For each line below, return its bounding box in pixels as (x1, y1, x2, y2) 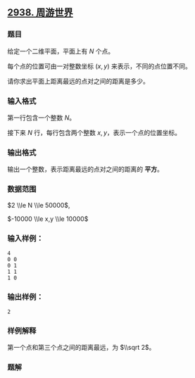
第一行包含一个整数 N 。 (7, 113, 76, 122)
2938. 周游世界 (7, 6, 73, 19)
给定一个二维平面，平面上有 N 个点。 (7, 46, 115, 55)
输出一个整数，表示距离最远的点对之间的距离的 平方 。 (7, 165, 163, 174)
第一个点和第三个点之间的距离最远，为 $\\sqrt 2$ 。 (7, 344, 156, 352)
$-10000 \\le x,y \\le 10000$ (7, 214, 89, 223)
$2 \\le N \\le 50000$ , (7, 201, 70, 209)
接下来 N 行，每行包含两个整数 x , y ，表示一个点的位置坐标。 (7, 128, 182, 137)
